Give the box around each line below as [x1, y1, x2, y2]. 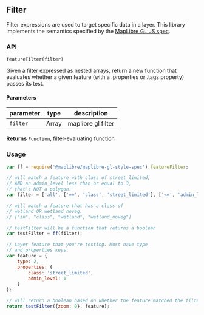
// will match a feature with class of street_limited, [6, 175, 151, 181]
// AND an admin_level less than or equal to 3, [6, 180, 132, 187]
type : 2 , [17, 258, 39, 265]
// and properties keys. [6, 247, 69, 254]
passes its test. [6, 80, 44, 87]
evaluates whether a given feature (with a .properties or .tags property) [6, 73, 185, 81]
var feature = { [6, 253, 47, 259]
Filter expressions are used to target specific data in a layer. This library [6, 21, 185, 28]
